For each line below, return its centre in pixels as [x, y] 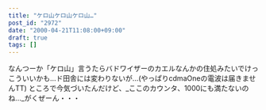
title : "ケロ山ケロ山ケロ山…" [53, 15]
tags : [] [23, 45]
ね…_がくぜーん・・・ [44, 98]
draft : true [28, 38]
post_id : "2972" [35, 23]
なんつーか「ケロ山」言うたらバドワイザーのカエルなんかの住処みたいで [126, 69]
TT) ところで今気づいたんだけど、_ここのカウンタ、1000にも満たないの [132, 89]
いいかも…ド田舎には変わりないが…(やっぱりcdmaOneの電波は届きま [135, 78]
